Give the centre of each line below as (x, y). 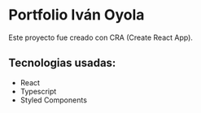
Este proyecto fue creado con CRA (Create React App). (101, 37)
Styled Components (54, 100)
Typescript (38, 91)
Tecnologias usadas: (62, 63)
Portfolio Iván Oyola (76, 15)
